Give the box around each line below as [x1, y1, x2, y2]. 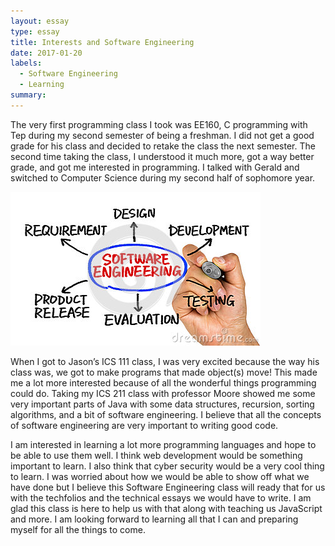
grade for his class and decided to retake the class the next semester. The [10, 140, 316, 152]
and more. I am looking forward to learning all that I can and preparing [10, 513, 299, 525]
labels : [10, 58, 43, 69]
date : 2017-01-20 [10, 48, 83, 58]
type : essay [10, 26, 60, 37]
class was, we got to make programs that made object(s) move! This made [10, 366, 318, 378]
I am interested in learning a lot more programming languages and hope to [10, 438, 317, 450]
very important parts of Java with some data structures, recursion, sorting [10, 398, 315, 410]
